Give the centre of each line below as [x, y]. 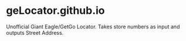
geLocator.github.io [55, 11]
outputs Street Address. [35, 32]
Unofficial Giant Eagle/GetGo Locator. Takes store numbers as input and [93, 27]
